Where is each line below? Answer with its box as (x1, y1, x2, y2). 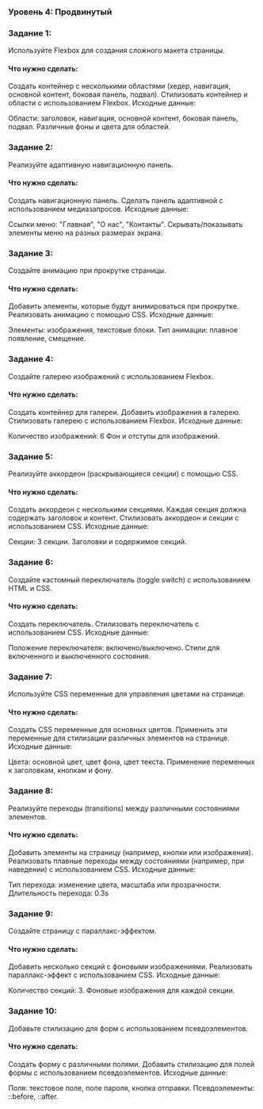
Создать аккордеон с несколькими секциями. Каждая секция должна (8, 505, 247, 514)
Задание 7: (8, 671, 53, 682)
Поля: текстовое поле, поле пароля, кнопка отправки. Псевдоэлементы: (8, 1083, 255, 1092)
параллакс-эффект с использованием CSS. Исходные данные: (8, 970, 220, 980)
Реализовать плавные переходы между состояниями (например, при (8, 856, 245, 865)
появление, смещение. (8, 334, 86, 343)
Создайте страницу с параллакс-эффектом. (8, 927, 157, 936)
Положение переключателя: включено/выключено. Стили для (8, 643, 220, 652)
